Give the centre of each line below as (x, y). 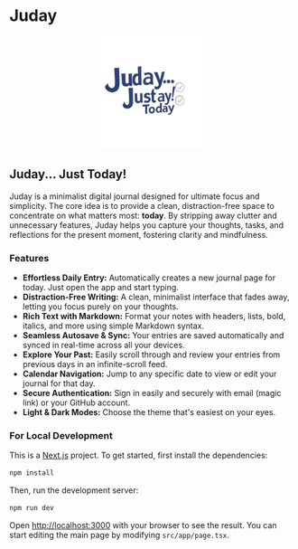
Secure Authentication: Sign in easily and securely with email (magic (152, 393)
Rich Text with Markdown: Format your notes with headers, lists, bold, (154, 317)
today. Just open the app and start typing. (100, 288)
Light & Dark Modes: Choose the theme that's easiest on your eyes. (149, 412)
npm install (32, 473)
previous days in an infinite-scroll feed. (95, 364)
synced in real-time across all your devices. (103, 345)
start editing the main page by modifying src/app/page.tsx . (120, 535)
